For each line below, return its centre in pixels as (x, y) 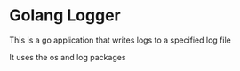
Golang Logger (65, 16)
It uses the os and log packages (68, 57)
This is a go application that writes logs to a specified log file (120, 40)
